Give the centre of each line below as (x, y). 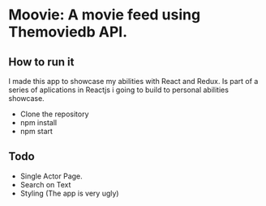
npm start (36, 131)
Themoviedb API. (68, 32)
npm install (39, 122)
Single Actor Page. (51, 176)
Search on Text (45, 184)
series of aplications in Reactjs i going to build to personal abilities (119, 90)
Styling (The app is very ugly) (69, 193)
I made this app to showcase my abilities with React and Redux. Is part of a (133, 81)
